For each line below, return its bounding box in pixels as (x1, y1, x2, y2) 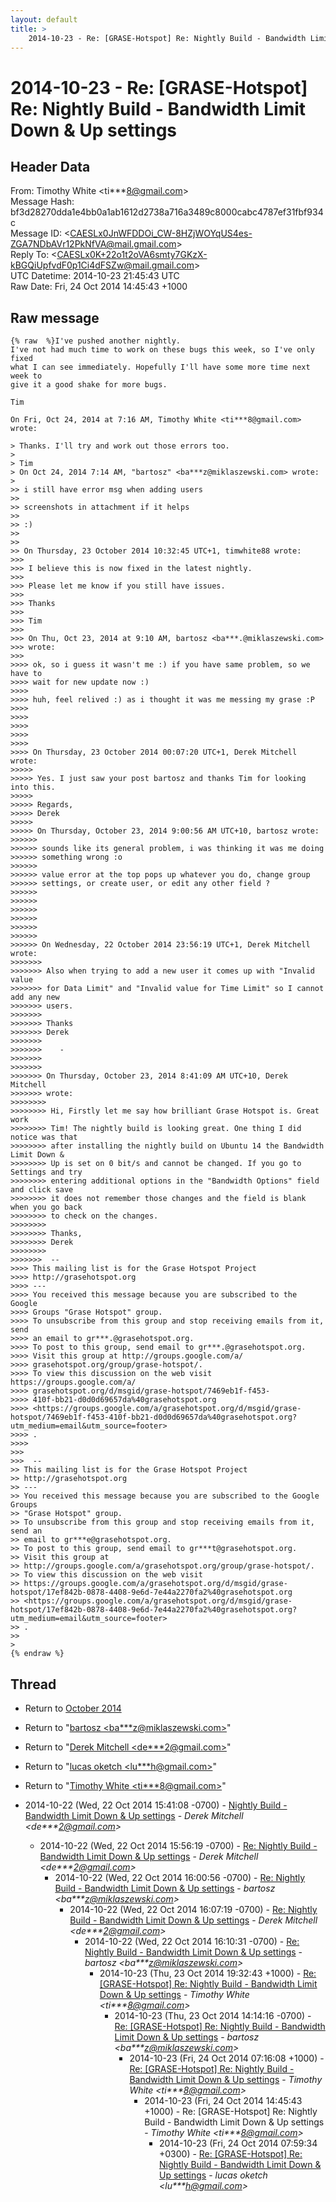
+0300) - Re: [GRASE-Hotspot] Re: (158, 2148, 303, 2160)
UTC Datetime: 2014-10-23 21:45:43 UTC (10, 270, 180, 282)
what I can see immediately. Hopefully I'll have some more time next (10, 362, 311, 373)
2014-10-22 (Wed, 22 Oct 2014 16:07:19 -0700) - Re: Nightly (69, 1904, 318, 1915)
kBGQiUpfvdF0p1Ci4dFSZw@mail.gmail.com (10, 259, 195, 271)
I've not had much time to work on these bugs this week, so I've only (10, 345, 315, 355)
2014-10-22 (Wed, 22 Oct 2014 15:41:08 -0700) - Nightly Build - (24, 1799, 288, 1811)
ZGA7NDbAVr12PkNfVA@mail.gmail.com (10, 238, 177, 250)
